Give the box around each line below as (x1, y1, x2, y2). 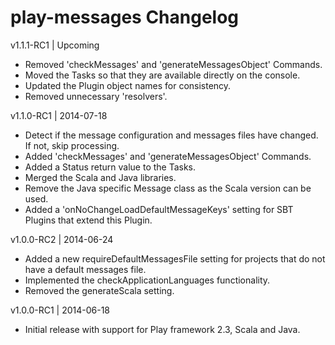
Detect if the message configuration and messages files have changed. (24, 129, 319, 141)
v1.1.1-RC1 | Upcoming (10, 39, 100, 51)
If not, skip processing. (24, 139, 120, 151)
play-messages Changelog (10, 6, 240, 29)
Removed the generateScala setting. (24, 284, 175, 296)
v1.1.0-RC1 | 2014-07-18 (10, 109, 108, 121)
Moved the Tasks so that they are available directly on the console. (24, 69, 301, 81)
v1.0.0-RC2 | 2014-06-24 (10, 233, 114, 245)
